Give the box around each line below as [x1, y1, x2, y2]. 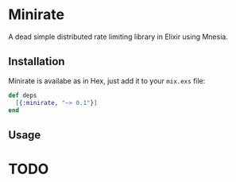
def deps [8, 91, 37, 99]
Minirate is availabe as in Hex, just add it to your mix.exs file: [8, 76, 206, 85]
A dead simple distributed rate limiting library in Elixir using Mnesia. [8, 32, 228, 41]
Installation [8, 55, 65, 68]
